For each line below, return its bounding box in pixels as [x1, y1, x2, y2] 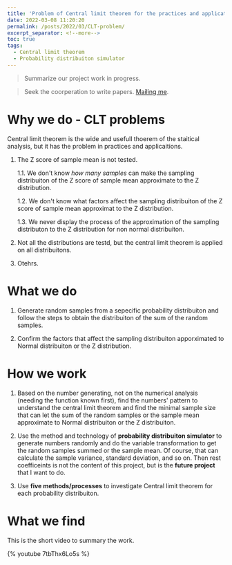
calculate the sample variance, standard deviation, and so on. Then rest [17, 454, 221, 462]
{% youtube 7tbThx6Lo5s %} [7, 549, 90, 557]
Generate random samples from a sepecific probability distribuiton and [17, 306, 219, 315]
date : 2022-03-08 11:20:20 [7, 17, 85, 24]
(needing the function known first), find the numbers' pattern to [17, 396, 198, 405]
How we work [7, 366, 87, 381]
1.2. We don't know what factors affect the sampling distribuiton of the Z [17, 196, 223, 205]
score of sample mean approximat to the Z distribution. [17, 204, 174, 212]
